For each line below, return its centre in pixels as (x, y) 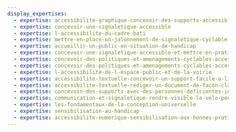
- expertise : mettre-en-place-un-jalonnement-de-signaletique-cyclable (121, 40)
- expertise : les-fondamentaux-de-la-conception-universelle (105, 105)
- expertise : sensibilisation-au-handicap (77, 111)
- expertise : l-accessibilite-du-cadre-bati (80, 33)
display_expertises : (38, 14)
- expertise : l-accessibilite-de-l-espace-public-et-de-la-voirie (113, 72)
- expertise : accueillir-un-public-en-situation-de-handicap (105, 46)
